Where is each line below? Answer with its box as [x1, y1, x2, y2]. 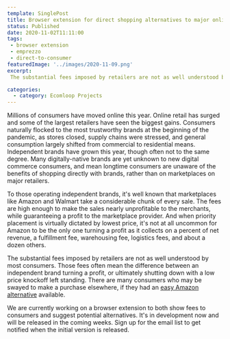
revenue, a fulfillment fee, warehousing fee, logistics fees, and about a [7, 234, 205, 242]
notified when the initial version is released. [7, 326, 130, 334]
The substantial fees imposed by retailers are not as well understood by [7, 254, 209, 262]
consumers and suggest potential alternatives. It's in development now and [7, 311, 219, 319]
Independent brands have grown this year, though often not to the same [7, 148, 210, 156]
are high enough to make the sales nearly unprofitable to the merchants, [7, 205, 211, 213]
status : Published [7, 23, 60, 29]
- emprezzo [10, 49, 41, 55]
